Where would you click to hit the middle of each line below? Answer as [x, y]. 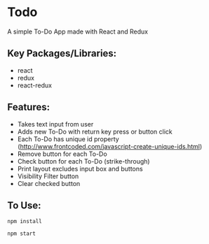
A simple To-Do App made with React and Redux [78, 31]
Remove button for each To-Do [62, 154]
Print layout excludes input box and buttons [80, 168]
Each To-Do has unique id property [68, 139]
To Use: [24, 205]
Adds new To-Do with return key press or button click [95, 131]
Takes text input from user [55, 124]
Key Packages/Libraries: [62, 53]
